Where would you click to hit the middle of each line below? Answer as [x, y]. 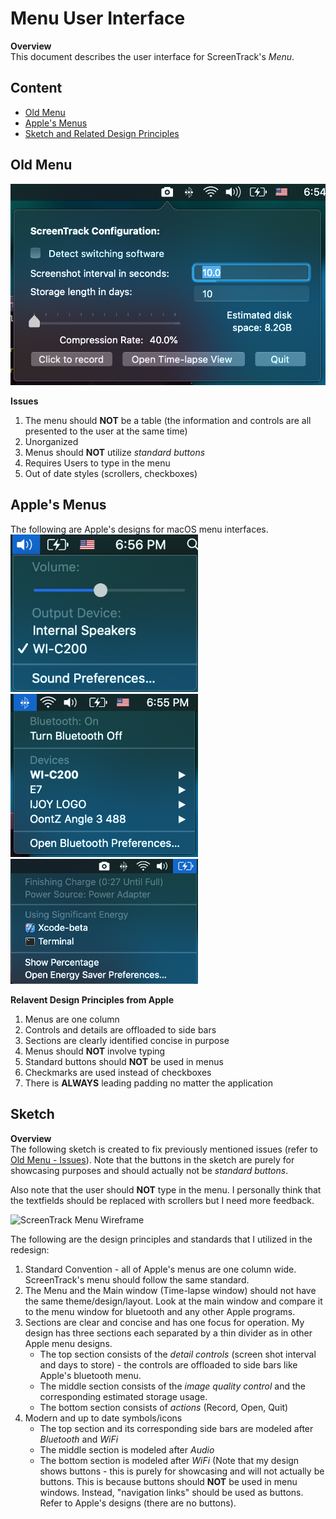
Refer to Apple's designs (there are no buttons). [138, 1503]
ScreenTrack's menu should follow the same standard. [137, 1279]
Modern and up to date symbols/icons [103, 1418]
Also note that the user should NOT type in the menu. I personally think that [166, 1189]
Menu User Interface [98, 18]
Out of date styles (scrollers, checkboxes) [111, 473]
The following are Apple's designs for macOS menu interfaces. [139, 529]
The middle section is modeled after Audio [127, 1449]
